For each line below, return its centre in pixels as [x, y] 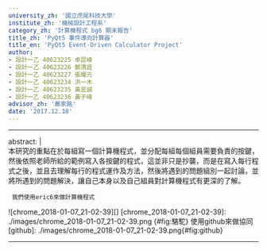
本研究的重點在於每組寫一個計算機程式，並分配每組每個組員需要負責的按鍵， [133, 151]
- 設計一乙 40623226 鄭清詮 [50, 67]
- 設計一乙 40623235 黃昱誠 [50, 89]
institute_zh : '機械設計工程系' [58, 23]
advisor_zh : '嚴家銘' [42, 104]
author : [21, 52]
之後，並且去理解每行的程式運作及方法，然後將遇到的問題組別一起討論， [133, 171]
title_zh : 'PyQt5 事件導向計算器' [61, 38]
